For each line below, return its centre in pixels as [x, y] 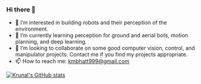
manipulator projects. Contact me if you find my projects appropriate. [101, 55]
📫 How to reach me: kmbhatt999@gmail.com [72, 61]
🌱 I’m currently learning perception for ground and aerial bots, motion [102, 35]
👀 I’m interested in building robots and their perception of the [91, 23]
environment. [31, 29]
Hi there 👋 [21, 10]
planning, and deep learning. [51, 42]
